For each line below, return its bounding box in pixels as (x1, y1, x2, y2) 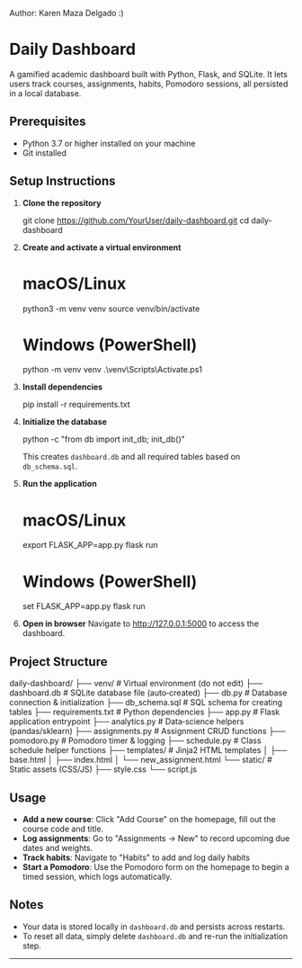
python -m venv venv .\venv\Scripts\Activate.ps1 (22, 364, 203, 375)
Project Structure (9, 654, 108, 669)
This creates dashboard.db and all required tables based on (22, 452, 241, 462)
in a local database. (9, 87, 82, 98)
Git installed (22, 148, 67, 158)
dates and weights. (22, 842, 93, 853)
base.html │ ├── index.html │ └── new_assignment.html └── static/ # (9, 755, 272, 766)
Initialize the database (22, 417, 108, 427)
